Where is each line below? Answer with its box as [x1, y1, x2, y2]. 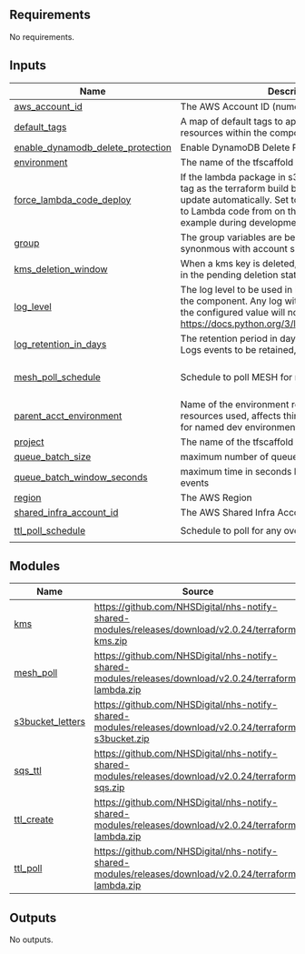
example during [180, 216, 247, 228]
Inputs [9, 58, 47, 74]
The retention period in [180, 332, 279, 345]
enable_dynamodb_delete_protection [14, 141, 172, 154]
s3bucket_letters [14, 716, 86, 728]
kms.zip [93, 635, 128, 648]
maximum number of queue [180, 450, 299, 463]
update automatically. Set [180, 193, 289, 206]
